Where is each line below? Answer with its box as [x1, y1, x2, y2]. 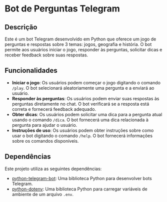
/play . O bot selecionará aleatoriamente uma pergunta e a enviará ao [11, 85, 154, 91]
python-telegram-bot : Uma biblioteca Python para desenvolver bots [11, 175, 152, 181]
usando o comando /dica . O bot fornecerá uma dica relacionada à [11, 117, 148, 123]
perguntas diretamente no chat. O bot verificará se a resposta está [11, 101, 149, 107]
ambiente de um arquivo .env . [11, 191, 73, 197]
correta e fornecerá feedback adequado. [11, 106, 96, 112]
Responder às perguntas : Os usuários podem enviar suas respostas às [11, 95, 159, 101]
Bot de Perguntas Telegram [4, 3, 120, 14]
